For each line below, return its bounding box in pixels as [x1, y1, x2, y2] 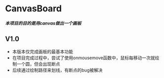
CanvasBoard [5, 3, 62, 14]
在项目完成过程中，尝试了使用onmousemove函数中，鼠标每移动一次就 [12, 55, 156, 61]
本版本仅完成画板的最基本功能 [12, 48, 73, 54]
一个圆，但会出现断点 [16, 61, 60, 67]
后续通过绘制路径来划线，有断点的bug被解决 [12, 67, 103, 73]
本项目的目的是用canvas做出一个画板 [5, 20, 82, 26]
